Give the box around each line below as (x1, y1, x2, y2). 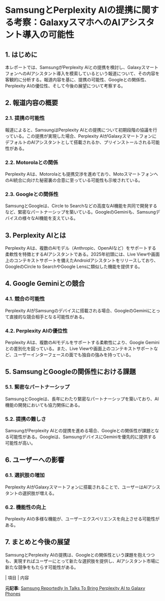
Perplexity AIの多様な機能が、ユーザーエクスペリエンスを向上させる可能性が (5, 516, 160, 522)
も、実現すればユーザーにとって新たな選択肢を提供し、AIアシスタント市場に (5, 558, 160, 564)
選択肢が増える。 (22, 490, 57, 496)
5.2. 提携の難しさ (5, 415, 46, 422)
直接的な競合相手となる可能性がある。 (9, 314, 87, 320)
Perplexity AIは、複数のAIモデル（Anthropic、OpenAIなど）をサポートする (5, 245, 157, 251)
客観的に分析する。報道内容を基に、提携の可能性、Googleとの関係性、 (5, 77, 149, 82)
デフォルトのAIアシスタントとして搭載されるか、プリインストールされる (5, 139, 151, 145)
